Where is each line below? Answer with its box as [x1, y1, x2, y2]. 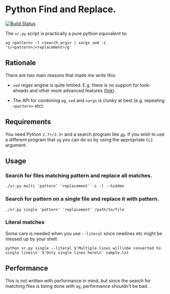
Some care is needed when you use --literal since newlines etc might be [5, 230, 162, 236]
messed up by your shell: [5, 236, 58, 242]
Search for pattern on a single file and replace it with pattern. [5, 195, 159, 203]
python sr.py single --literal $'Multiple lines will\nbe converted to [5, 246, 161, 251]
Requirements [5, 117, 51, 126]
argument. [5, 142, 27, 148]
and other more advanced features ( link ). [29, 87, 116, 93]
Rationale [5, 59, 36, 67]
